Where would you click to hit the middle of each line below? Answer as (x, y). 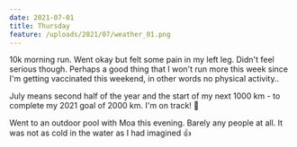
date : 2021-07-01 (42, 17)
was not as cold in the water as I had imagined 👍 (100, 133)
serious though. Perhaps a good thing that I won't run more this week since (149, 69)
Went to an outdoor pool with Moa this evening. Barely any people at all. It (146, 123)
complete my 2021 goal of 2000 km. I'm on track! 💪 (104, 106)
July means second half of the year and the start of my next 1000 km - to (145, 96)
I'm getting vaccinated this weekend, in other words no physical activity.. (144, 79)
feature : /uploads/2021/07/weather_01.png (90, 34)
